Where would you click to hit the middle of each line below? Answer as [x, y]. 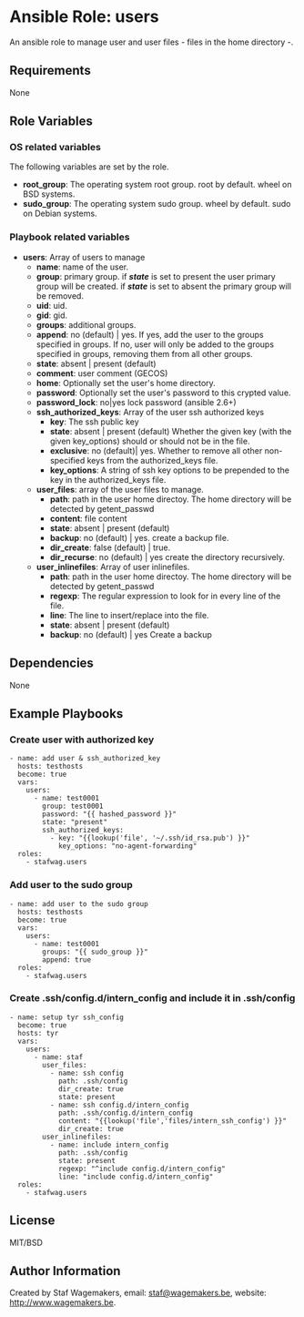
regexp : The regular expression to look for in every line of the [165, 596]
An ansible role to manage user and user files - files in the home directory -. [152, 42]
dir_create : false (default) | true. [110, 547]
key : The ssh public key [94, 422]
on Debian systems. [60, 214]
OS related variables [56, 148]
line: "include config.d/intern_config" [136, 1177]
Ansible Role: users [84, 17]
